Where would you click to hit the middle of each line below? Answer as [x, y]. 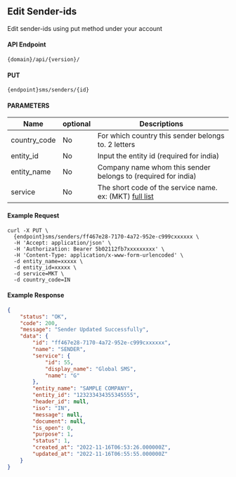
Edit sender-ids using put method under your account [85, 28]
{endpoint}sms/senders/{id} [48, 90]
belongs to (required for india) [147, 177]
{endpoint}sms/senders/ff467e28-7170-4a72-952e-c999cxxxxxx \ [106, 236]
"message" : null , [58, 414]
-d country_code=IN [42, 280]
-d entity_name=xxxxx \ [48, 261]
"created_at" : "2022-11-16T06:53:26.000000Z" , [102, 447]
